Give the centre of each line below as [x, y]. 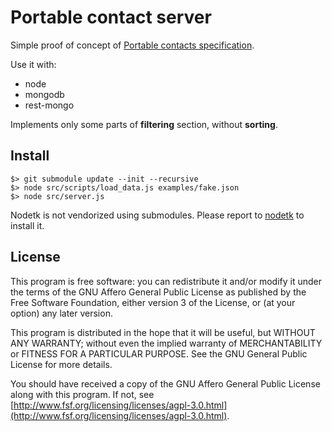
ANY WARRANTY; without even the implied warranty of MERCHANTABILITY [166, 343]
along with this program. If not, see [82, 394]
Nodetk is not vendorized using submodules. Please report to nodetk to [157, 215]
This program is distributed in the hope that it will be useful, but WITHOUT [163, 332]
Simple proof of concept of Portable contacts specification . [132, 45]
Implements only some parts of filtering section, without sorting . [144, 124]
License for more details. [61, 364]
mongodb [44, 94]
